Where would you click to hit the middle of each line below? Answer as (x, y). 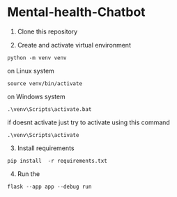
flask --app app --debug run (49, 187)
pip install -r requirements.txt (57, 161)
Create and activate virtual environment (74, 45)
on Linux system (31, 71)
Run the (29, 174)
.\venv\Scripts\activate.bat (49, 109)
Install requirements (46, 148)
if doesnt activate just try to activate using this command (89, 122)
